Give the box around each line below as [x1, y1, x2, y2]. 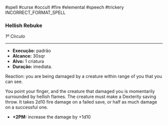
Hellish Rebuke [5, 22, 42, 29]
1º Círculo [5, 33, 25, 39]
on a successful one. [5, 104, 48, 110]
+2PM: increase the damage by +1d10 [12, 114, 91, 120]
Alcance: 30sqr [12, 53, 45, 59]
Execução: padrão [12, 47, 51, 54]
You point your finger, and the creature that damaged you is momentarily [5, 88, 155, 94]
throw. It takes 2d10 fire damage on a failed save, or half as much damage [5, 99, 157, 105]
